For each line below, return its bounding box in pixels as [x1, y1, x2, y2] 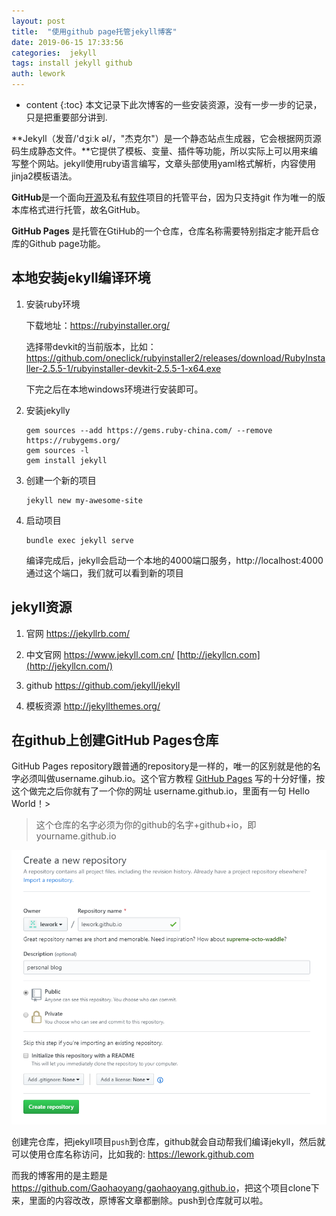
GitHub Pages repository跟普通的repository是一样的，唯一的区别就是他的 [11, 760, 313, 772]
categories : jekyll [11, 48, 98, 58]
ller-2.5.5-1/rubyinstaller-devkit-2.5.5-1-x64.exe [25, 362, 222, 374]
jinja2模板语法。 [11, 170, 78, 182]
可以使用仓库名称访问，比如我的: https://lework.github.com [11, 1148, 254, 1160]
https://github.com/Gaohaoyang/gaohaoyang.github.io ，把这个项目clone [11, 1181, 311, 1194]
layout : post [11, 16, 66, 26]
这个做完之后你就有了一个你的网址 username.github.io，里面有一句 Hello [11, 785, 311, 797]
